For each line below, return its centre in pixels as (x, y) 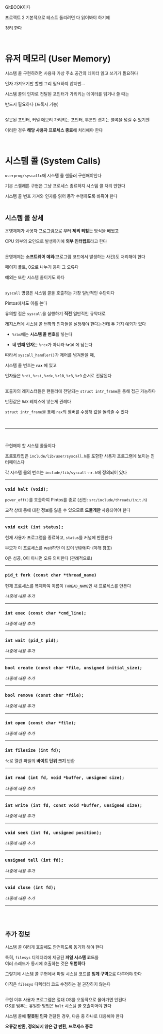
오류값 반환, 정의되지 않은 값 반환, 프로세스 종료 (49, 1026)
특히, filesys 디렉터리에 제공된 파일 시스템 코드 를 (52, 957)
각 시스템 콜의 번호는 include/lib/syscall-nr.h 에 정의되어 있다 (66, 472)
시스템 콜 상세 (24, 218)
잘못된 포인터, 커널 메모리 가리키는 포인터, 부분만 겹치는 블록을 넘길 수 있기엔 (77, 120)
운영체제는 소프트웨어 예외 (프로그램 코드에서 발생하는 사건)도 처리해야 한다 (75, 257)
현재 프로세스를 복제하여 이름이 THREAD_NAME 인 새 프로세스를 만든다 (68, 586)
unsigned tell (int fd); (34, 860)
